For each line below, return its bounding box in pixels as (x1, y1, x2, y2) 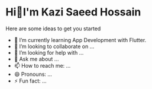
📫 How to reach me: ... (14, 62, 71, 69)
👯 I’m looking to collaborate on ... (14, 43, 95, 50)
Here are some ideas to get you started (5, 25, 101, 32)
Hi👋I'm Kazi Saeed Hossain (5, 5, 141, 19)
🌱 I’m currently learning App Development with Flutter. (14, 36, 147, 43)
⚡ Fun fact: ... (14, 77, 47, 84)
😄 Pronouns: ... (14, 71, 53, 78)
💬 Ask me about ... (14, 55, 59, 62)
